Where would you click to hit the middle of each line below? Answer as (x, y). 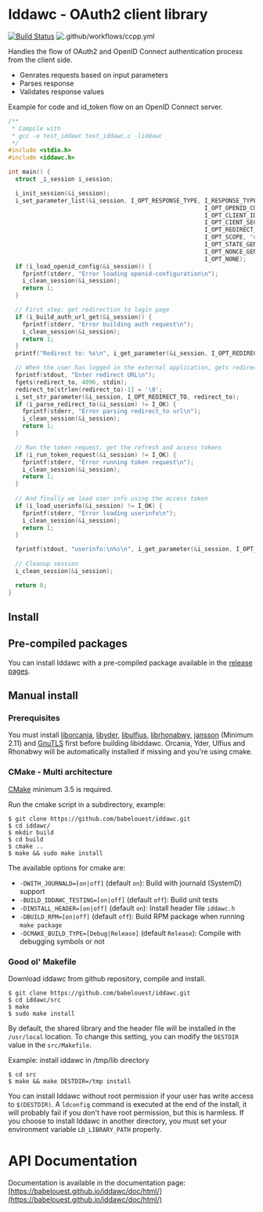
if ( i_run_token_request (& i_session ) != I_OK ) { (96, 454)
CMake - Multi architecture (60, 772)
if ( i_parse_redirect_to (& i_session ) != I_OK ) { (96, 404)
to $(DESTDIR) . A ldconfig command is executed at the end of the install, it (128, 1104)
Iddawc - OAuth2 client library (108, 15)
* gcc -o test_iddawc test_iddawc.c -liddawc (87, 136)
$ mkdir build (31, 832)
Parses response (47, 83)
